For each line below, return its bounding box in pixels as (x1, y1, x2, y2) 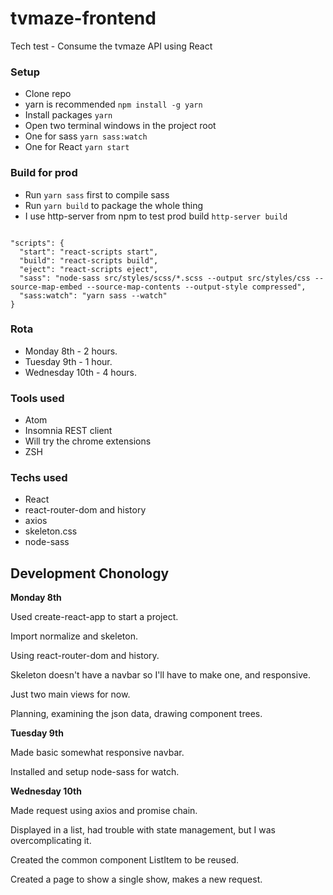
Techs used (10, 471, 68, 485)
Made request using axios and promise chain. (10, 805, 198, 817)
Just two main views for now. (10, 688, 131, 701)
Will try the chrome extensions (24, 435, 152, 447)
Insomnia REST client (24, 425, 113, 437)
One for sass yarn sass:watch (24, 130, 148, 142)
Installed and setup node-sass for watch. (10, 766, 180, 778)
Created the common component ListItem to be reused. (10, 854, 239, 866)
